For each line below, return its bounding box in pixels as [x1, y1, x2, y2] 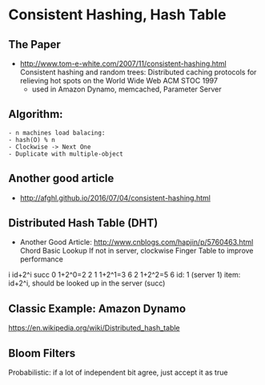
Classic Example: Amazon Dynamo [8, 302, 187, 315]
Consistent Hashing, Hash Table [8, 6, 227, 24]
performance [19, 254, 64, 264]
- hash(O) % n [8, 136, 56, 144]
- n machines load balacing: [8, 128, 106, 137]
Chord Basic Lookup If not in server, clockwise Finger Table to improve [19, 246, 254, 256]
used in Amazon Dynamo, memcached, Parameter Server [31, 84, 222, 94]
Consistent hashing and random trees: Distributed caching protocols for [19, 67, 257, 77]
